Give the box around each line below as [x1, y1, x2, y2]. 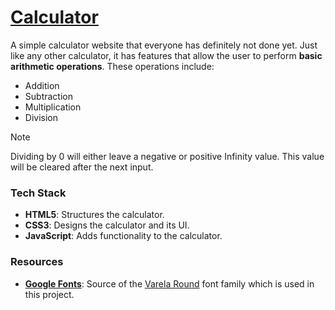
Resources [10, 255, 64, 269]
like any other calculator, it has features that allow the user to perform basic [10, 49, 323, 61]
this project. [24, 288, 75, 300]
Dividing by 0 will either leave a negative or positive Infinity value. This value [10, 150, 325, 162]
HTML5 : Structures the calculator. [24, 209, 165, 221]
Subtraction [24, 90, 73, 102]
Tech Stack [10, 186, 67, 200]
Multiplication [24, 101, 82, 113]
